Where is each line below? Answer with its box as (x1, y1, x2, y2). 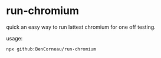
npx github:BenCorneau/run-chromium (6, 46, 96, 52)
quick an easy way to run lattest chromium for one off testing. (6, 23, 156, 30)
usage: (6, 35, 23, 42)
